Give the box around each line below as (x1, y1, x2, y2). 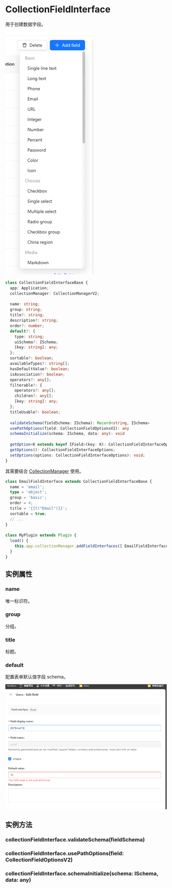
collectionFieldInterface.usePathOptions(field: (5, 850, 124, 857)
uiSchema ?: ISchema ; (14, 339, 58, 345)
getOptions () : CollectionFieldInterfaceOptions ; (10, 448, 116, 453)
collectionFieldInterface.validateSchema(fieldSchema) (5, 836, 145, 843)
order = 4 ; (10, 500, 33, 506)
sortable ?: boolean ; (10, 356, 54, 361)
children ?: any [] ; (14, 393, 54, 398)
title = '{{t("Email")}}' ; (10, 506, 68, 511)
